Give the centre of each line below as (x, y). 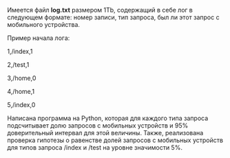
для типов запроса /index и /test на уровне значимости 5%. (95, 147)
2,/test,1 (18, 65)
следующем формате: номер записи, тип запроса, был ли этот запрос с (113, 17)
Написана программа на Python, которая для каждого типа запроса (108, 118)
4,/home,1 (21, 91)
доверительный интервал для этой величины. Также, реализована (105, 133)
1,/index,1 (20, 51)
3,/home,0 (22, 78)
